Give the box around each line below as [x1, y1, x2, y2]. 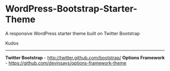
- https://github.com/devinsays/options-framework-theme [5, 60, 126, 66]
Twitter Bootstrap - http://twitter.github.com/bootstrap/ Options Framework [5, 54, 165, 60]
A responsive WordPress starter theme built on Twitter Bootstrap [5, 30, 140, 36]
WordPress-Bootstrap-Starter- [5, 3, 138, 15]
